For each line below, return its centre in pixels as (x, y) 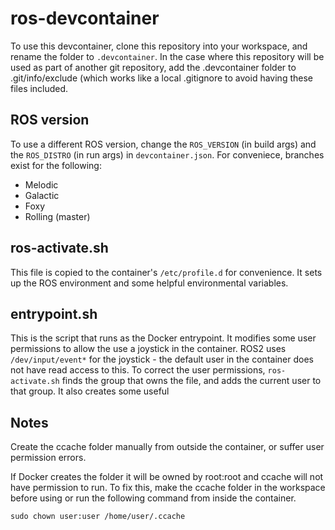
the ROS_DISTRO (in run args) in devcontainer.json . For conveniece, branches (167, 154)
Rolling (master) (57, 216)
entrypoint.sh (54, 313)
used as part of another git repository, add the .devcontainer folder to (153, 67)
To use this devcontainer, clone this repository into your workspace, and (159, 46)
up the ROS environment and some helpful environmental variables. (149, 283)
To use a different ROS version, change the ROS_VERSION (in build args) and (163, 144)
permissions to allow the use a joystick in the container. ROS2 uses (148, 349)
